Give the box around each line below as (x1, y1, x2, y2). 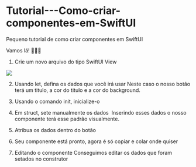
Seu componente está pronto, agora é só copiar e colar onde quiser (14, 138, 178, 145)
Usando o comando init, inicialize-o (14, 98, 100, 105)
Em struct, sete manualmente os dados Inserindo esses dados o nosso (14, 109, 187, 116)
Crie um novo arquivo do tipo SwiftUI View (14, 58, 117, 65)
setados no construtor (14, 155, 68, 162)
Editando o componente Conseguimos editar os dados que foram (14, 149, 173, 156)
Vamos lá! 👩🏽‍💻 (6, 47, 42, 54)
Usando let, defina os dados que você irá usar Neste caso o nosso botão (14, 80, 191, 87)
